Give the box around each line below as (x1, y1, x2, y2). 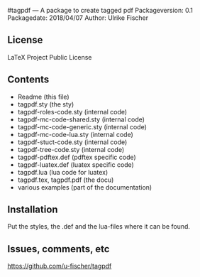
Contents (7, 74, 50, 86)
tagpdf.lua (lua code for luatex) (17, 168, 109, 176)
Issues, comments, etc (7, 243, 110, 255)
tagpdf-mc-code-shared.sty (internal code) (17, 115, 145, 124)
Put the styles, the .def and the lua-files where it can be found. (7, 222, 190, 231)
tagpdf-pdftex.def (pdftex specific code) (17, 153, 136, 161)
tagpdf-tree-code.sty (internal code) (17, 145, 125, 153)
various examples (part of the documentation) (17, 183, 152, 191)
